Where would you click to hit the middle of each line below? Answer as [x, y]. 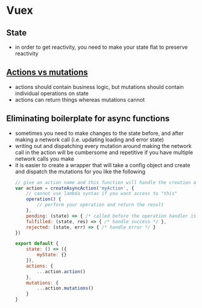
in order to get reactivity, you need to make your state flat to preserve [101, 47]
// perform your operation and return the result [100, 205]
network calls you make [44, 159]
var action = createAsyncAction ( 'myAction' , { [74, 188]
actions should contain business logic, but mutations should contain [99, 87]
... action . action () [61, 271]
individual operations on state [52, 93]
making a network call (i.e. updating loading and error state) [89, 140]
